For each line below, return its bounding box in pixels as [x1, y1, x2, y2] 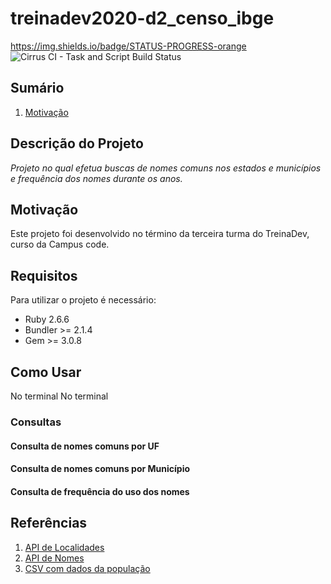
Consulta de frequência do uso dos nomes [10, 485, 190, 497]
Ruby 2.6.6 [24, 313, 70, 326]
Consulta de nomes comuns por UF [10, 440, 160, 452]
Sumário [10, 80, 65, 97]
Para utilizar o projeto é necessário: [10, 294, 157, 306]
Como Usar [10, 363, 82, 381]
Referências [10, 515, 88, 532]
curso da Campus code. [10, 238, 110, 251]
